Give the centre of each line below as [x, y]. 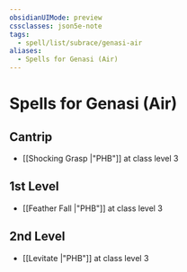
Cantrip [31, 137]
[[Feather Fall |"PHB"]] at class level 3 [93, 208]
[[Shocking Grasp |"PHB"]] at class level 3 [100, 158]
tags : [19, 34]
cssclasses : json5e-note [56, 26]
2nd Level [37, 237]
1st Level [34, 186]
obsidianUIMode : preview [56, 18]
